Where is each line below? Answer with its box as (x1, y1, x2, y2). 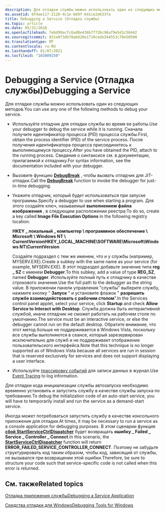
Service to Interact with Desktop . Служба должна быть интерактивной (12, 306, 160, 312)
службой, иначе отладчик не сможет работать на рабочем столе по (12, 311, 156, 317)
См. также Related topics (5, 479, 83, 488)
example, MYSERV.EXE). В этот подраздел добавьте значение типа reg (12, 264, 160, 270)
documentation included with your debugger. (12, 163, 104, 169)
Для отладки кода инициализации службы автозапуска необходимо (5, 382, 149, 388)
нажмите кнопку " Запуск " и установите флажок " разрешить (12, 290, 145, 296)
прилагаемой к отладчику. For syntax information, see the (12, 158, 131, 164)
